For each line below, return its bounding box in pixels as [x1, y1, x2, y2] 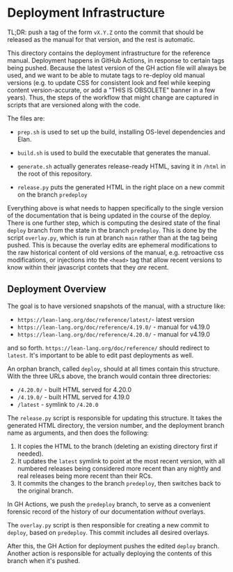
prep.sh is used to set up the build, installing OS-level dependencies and [17, 127, 226, 136]
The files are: [7, 114, 45, 123]
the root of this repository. [17, 169, 93, 178]
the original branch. [17, 486, 74, 495]
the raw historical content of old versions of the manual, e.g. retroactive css [7, 248, 224, 256]
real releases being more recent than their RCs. [17, 472, 153, 480]
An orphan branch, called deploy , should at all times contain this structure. [7, 364, 220, 373]
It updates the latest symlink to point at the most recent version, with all [17, 456, 225, 465]
